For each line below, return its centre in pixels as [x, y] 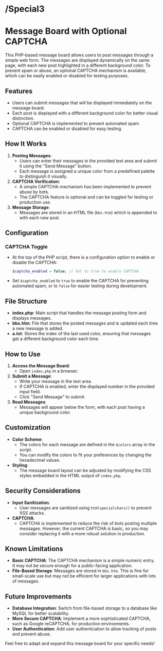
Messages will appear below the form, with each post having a [82, 407]
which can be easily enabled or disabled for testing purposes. [67, 76]
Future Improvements [38, 596]
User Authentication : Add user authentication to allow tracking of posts [84, 629]
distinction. [23, 118]
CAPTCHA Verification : [36, 181]
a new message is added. [38, 328]
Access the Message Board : [41, 365]
